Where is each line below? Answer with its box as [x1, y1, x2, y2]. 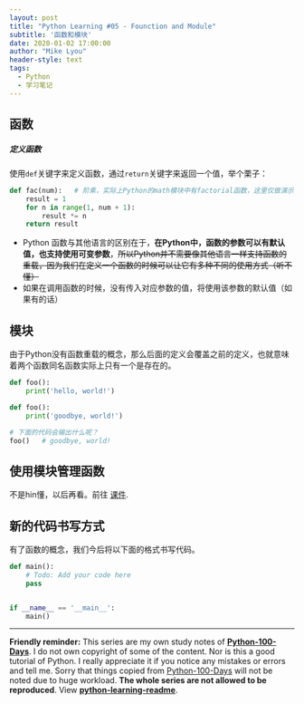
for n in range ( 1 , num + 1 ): [25, 203, 136, 212]
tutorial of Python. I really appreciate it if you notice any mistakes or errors [9, 656, 287, 667]
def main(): [9, 563, 54, 572]
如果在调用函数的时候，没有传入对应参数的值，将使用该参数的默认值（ [22, 283, 285, 294]
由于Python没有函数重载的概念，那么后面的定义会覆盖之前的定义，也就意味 [9, 349, 290, 360]
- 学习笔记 [17, 81, 53, 90]
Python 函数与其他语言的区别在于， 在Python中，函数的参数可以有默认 [22, 237, 286, 248]
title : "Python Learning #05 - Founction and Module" [9, 22, 217, 31]
